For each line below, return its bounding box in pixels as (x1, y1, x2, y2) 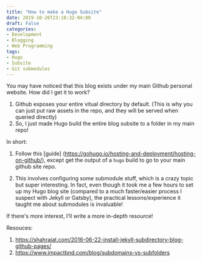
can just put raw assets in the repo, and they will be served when (15, 107, 178, 115)
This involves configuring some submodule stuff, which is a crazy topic (15, 175, 193, 182)
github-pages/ (15, 243, 52, 250)
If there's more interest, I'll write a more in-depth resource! (6, 213, 153, 220)
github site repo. (15, 163, 57, 171)
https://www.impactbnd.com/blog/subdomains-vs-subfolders (15, 249, 170, 257)
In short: (6, 138, 27, 146)
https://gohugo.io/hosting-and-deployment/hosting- (64, 150, 196, 157)
